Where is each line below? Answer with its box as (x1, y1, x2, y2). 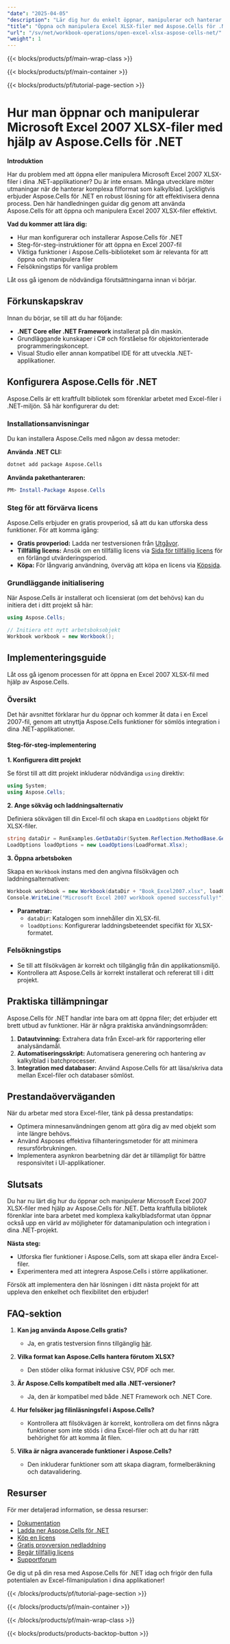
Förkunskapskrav (7, 296, 84, 308)
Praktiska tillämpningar (7, 996, 108, 1008)
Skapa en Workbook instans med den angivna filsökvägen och (7, 867, 179, 875)
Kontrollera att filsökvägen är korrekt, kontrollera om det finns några (27, 1419, 219, 1428)
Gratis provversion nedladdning (16, 1540, 106, 1549)
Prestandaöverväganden (7, 1091, 116, 1102)
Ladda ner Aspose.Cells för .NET (16, 1526, 110, 1534)
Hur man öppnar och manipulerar (7, 105, 200, 121)
